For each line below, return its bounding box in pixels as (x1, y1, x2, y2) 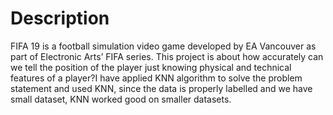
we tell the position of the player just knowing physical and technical (10, 61, 292, 73)
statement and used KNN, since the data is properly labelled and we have (10, 82, 313, 94)
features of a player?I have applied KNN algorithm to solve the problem (10, 72, 303, 84)
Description (10, 7, 110, 30)
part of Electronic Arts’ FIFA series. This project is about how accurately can (10, 50, 324, 62)
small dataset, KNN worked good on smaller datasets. (10, 93, 232, 105)
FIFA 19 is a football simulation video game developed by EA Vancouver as (10, 40, 317, 52)
